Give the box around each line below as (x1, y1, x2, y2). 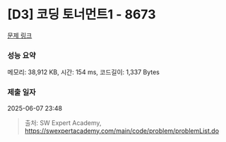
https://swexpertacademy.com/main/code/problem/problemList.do (24, 126, 220, 135)
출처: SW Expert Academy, (24, 118, 102, 127)
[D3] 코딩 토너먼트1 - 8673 (7, 6, 156, 23)
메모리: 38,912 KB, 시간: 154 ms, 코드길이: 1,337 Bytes (7, 68, 160, 76)
